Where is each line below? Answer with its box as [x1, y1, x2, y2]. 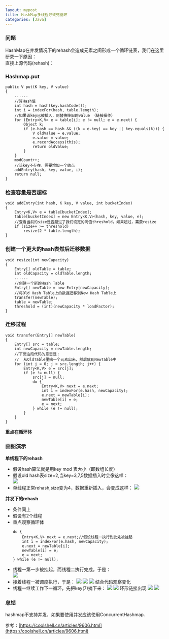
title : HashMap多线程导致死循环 [5, 12, 67, 17]
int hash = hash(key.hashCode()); [14, 103, 87, 108]
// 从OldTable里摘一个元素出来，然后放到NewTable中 [14, 357, 117, 362]
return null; [14, 171, 42, 177]
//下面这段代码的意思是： [14, 351, 61, 356]
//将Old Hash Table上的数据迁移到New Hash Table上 [14, 290, 117, 295]
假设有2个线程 [12, 513, 43, 519]
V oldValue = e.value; [32, 131, 81, 136]
